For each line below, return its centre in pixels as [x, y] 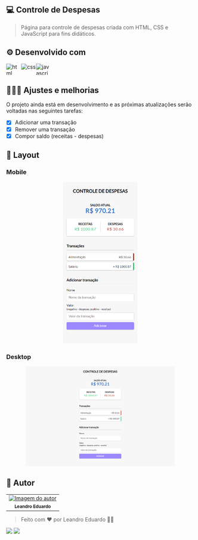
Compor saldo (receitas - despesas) [59, 136]
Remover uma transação [45, 129]
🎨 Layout [23, 155]
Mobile [16, 172]
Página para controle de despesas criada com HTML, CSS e [95, 27]
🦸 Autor [21, 483]
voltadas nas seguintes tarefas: [45, 111]
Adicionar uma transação [46, 122]
